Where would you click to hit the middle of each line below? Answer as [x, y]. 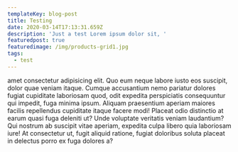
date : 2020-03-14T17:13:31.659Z [55, 27]
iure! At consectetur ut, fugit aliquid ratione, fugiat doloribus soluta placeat [116, 133]
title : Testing [30, 21]
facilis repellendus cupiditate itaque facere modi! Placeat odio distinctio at [115, 110]
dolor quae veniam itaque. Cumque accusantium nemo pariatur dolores [112, 88]
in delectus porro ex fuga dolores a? [60, 141]
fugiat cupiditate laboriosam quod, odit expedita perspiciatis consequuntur [117, 95]
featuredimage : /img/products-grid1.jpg [68, 47]
